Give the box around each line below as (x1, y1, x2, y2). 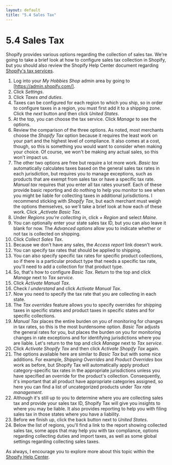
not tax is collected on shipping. (13, 231, 81, 237)
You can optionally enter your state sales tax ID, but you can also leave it (13, 220, 166, 226)
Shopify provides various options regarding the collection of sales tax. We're (6, 51, 167, 58)
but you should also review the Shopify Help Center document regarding (6, 62, 159, 68)
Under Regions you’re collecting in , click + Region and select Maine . (13, 214, 158, 221)
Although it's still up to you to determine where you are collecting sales (13, 395, 163, 401)
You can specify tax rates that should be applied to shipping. (13, 247, 141, 254)
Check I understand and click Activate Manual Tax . (13, 285, 122, 292)
